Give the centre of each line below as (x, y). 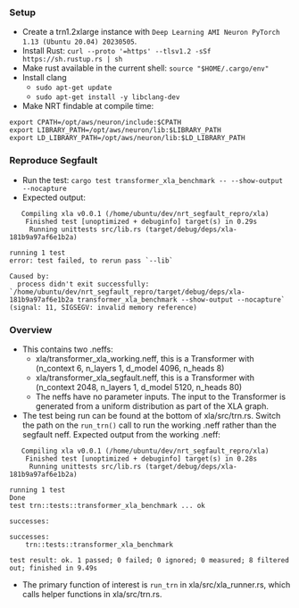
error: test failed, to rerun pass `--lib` (91, 261)
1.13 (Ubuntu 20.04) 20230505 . (79, 41)
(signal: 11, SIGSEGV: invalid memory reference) (104, 307)
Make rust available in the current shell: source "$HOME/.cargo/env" (145, 68)
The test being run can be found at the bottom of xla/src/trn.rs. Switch (151, 415)
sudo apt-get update (74, 88)
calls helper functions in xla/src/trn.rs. (92, 594)
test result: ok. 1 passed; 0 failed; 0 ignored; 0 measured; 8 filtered (149, 560)
